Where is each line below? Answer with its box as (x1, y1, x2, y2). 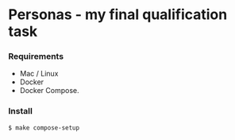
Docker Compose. (19, 86, 79, 95)
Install (8, 106, 33, 117)
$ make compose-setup (8, 123, 80, 132)
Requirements (8, 51, 64, 62)
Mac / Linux (19, 69, 59, 79)
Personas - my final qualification (8, 6, 228, 24)
